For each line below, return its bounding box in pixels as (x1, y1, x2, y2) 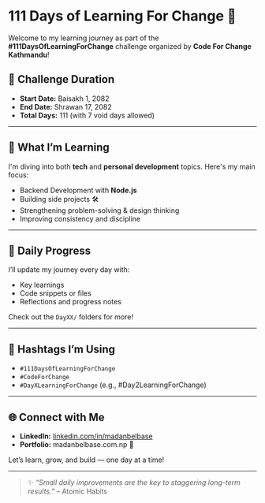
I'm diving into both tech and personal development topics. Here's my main (8, 162, 256, 171)
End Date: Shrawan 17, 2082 (19, 102, 112, 111)
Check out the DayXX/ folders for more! (8, 312, 134, 322)
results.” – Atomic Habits (27, 486, 108, 496)
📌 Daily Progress (8, 244, 91, 257)
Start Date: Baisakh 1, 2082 (19, 94, 110, 103)
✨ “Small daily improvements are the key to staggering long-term (27, 478, 241, 487)
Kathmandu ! (8, 50, 50, 59)
